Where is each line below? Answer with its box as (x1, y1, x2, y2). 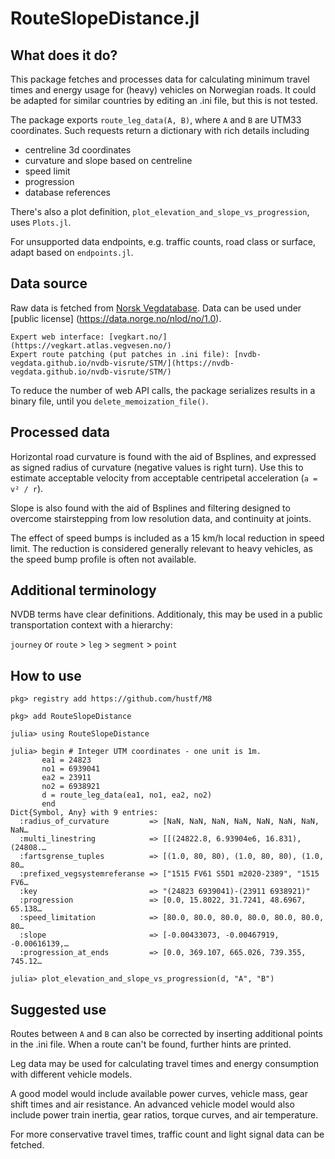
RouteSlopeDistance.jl (10, 7, 200, 30)
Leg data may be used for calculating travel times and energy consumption (10, 1058, 320, 1070)
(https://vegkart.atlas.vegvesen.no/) (10, 340, 172, 351)
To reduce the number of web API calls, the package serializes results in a (10, 384, 316, 396)
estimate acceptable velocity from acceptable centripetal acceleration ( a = (10, 472, 318, 484)
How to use (10, 667, 82, 684)
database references (24, 187, 111, 198)
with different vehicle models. (10, 1068, 133, 1081)
